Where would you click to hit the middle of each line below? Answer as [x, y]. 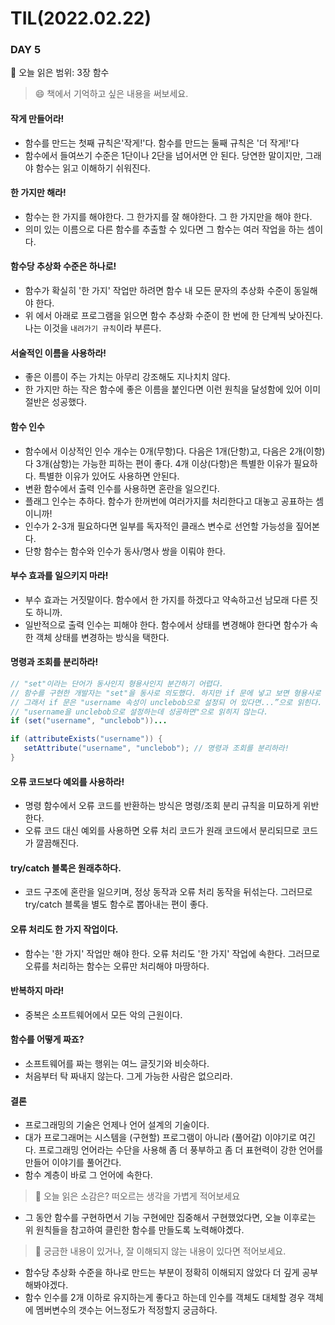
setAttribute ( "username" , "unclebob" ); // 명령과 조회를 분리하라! [156, 748]
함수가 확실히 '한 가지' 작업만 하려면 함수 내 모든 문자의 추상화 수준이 [158, 291]
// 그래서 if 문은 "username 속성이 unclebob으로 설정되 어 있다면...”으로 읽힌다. [166, 702]
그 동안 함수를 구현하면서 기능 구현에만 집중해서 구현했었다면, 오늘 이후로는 [170, 1218]
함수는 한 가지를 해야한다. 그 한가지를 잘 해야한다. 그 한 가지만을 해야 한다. [168, 216]
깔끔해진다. [57, 843]
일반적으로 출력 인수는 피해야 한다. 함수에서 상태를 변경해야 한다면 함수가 [166, 624]
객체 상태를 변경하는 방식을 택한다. [102, 637]
